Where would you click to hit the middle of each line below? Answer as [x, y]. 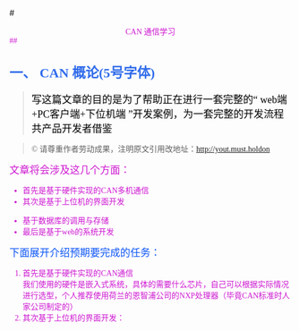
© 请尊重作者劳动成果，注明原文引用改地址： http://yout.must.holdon [150, 149]
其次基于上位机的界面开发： [73, 318]
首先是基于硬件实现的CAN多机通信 [85, 190]
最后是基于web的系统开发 [68, 232]
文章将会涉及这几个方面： [70, 170]
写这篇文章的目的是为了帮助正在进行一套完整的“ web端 [159, 99]
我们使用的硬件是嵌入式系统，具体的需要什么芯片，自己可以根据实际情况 [155, 284]
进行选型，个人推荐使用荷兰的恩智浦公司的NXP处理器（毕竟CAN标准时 [152, 296]
